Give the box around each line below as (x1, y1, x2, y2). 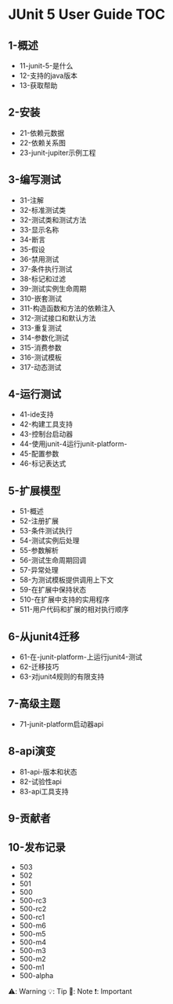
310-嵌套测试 (19, 293, 63, 303)
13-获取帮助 (19, 81, 58, 90)
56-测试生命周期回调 (19, 555, 87, 565)
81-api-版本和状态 (19, 767, 77, 776)
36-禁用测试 (19, 254, 59, 264)
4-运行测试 (8, 387, 62, 401)
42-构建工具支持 (19, 420, 73, 429)
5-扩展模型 (8, 484, 61, 497)
